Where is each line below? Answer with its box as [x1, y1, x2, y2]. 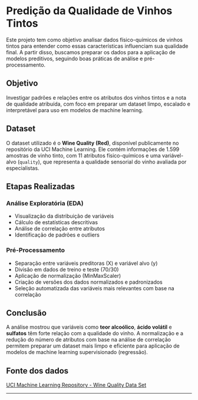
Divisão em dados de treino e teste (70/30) [14, 265, 119, 273]
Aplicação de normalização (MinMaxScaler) [14, 272, 121, 279]
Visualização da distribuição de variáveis [14, 212, 114, 219]
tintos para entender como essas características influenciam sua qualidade [6, 42, 189, 50]
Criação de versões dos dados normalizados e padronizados [14, 278, 163, 286]
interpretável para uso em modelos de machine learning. [6, 106, 143, 113]
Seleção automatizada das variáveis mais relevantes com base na [14, 284, 175, 291]
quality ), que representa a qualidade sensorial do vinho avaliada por [19, 158, 187, 165]
